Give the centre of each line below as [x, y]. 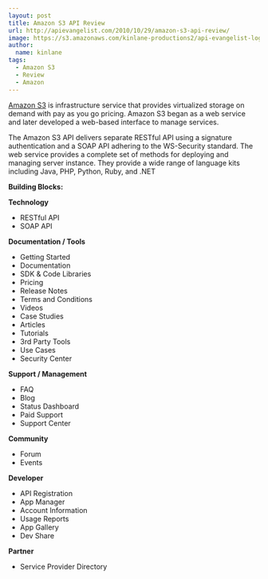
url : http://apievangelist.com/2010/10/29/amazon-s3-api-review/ [119, 30]
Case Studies [41, 316]
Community [28, 438]
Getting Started [45, 256]
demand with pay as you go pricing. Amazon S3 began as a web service [127, 113]
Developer [26, 478]
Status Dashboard [49, 406]
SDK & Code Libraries [55, 274]
